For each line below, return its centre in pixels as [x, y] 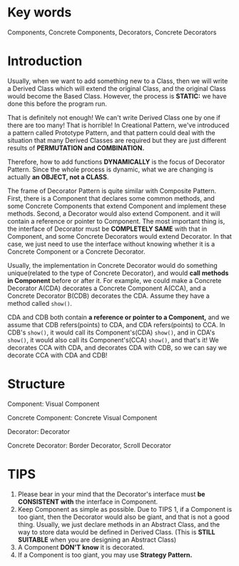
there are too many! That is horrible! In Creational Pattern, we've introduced [118, 125]
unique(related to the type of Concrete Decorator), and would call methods [118, 273]
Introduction [45, 61]
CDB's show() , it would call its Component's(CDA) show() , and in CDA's [111, 332]
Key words [40, 13]
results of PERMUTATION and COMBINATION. [76, 148]
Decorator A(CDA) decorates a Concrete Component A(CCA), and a [107, 288]
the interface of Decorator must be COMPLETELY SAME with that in [107, 229]
